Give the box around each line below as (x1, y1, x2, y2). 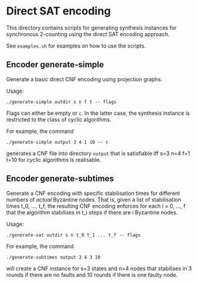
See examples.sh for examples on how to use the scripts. (6, 42, 146, 49)
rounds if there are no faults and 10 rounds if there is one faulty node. (6, 271, 178, 278)
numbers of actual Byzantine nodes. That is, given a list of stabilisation (6, 196, 181, 203)
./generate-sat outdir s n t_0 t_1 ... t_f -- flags (6, 232, 141, 238)
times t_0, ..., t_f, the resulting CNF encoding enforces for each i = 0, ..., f (6, 202, 186, 209)
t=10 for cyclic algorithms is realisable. (6, 156, 101, 163)
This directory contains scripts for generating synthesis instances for (6, 24, 177, 31)
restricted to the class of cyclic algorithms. (6, 116, 112, 123)
